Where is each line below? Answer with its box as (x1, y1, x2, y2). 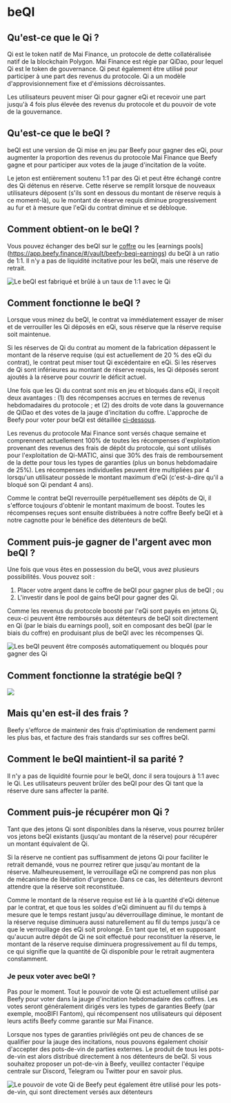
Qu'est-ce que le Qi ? (7, 32, 100, 44)
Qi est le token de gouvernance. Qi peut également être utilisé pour (7, 65, 198, 73)
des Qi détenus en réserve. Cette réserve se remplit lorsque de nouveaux (7, 181, 216, 189)
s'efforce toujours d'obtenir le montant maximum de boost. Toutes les (7, 501, 205, 510)
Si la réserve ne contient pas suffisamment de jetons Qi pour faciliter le (7, 853, 209, 861)
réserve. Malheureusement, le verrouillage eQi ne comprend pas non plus (7, 867, 217, 875)
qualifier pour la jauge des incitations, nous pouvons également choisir (7, 1037, 208, 1046)
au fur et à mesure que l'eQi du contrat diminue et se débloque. (7, 203, 188, 212)
